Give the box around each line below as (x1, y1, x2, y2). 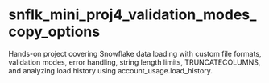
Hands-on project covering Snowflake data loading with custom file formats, (8, 49, 262, 58)
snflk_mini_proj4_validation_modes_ (8, 6, 257, 24)
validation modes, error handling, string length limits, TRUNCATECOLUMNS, (8, 57, 261, 67)
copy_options (8, 22, 101, 41)
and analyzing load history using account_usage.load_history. (8, 65, 213, 75)
